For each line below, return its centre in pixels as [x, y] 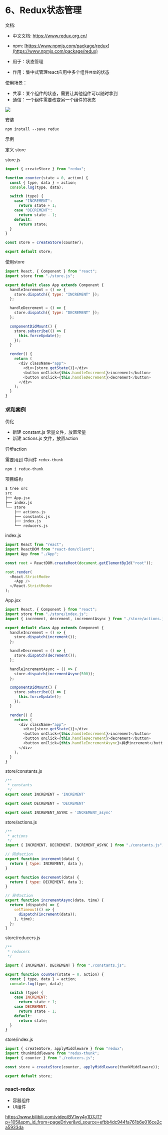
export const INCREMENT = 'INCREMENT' [45, 794]
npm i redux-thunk [24, 469]
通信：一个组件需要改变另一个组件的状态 [54, 99]
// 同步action [19, 855]
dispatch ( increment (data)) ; [48, 914]
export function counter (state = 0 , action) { [54, 974]
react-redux [20, 1089]
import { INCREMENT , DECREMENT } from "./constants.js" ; [66, 965]
